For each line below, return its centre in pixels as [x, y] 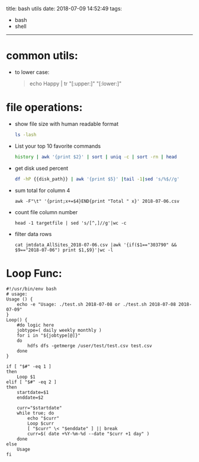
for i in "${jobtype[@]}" [49, 336]
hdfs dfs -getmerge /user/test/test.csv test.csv [90, 346]
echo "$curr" [44, 419]
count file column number [46, 212]
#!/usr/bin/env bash [32, 289]
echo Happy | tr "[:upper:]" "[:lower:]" [76, 83]
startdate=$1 [33, 393]
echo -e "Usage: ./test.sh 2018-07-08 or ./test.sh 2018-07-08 [97, 305]
